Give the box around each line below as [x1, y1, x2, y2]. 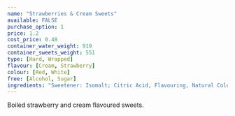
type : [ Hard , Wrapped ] [7, 56, 73, 63]
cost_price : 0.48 [7, 36, 58, 43]
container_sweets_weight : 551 [7, 50, 96, 57]
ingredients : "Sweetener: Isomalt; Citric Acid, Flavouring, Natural [7, 82, 215, 89]
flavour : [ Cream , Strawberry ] [7, 62, 96, 69]
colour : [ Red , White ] [7, 68, 71, 75]
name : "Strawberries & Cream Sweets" [7, 10, 117, 17]
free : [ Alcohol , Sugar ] [7, 75, 77, 82]
